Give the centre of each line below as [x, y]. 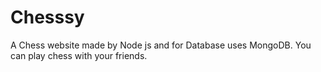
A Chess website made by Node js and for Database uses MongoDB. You [161, 45]
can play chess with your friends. [79, 55]
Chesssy [47, 17]
